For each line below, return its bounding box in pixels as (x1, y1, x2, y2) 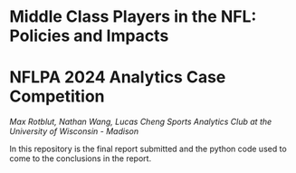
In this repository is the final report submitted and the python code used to (9, 143, 287, 155)
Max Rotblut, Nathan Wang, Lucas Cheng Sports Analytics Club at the (9, 116, 272, 128)
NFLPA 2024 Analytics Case (9, 67, 226, 88)
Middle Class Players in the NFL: (9, 6, 257, 27)
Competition (9, 86, 106, 107)
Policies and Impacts (9, 25, 169, 46)
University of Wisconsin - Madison (9, 126, 138, 137)
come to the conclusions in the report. (9, 153, 152, 164)
